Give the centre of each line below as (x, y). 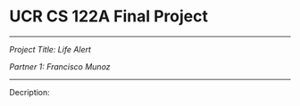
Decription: (30, 92)
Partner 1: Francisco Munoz (60, 66)
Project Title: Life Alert (50, 49)
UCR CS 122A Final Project (108, 16)
